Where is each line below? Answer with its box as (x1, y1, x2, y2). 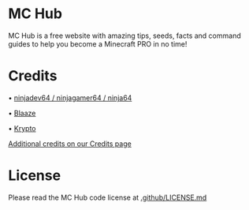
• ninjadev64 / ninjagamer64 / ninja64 (8, 92, 132, 103)
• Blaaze (8, 108, 36, 118)
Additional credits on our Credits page (8, 139, 132, 148)
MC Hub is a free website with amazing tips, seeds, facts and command (8, 31, 242, 40)
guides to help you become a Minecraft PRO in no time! (8, 39, 188, 48)
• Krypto (8, 123, 36, 133)
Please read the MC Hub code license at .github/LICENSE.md (8, 193, 207, 202)
